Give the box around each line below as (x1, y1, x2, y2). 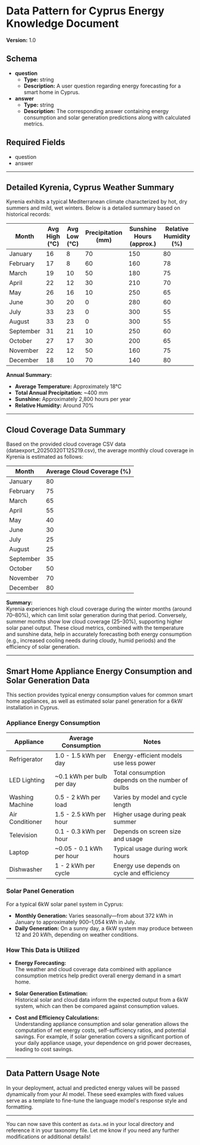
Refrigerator (9, 755, 43, 764)
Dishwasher (9, 865, 43, 874)
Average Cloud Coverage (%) (45, 467, 131, 475)
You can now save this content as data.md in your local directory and (6, 1120, 174, 1127)
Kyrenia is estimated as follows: (6, 453, 84, 461)
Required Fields (6, 137, 65, 148)
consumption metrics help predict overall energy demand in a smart (14, 972, 182, 979)
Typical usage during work (113, 844, 188, 853)
